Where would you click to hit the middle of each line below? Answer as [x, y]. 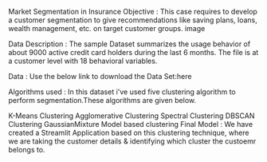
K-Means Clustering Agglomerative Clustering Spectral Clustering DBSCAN [132, 116]
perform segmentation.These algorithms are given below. [102, 100]
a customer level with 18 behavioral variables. [83, 61]
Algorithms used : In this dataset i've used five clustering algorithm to [122, 92]
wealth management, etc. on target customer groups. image [107, 28]
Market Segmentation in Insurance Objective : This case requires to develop [133, 12]
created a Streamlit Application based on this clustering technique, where [129, 132]
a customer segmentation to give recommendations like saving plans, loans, [133, 20]
